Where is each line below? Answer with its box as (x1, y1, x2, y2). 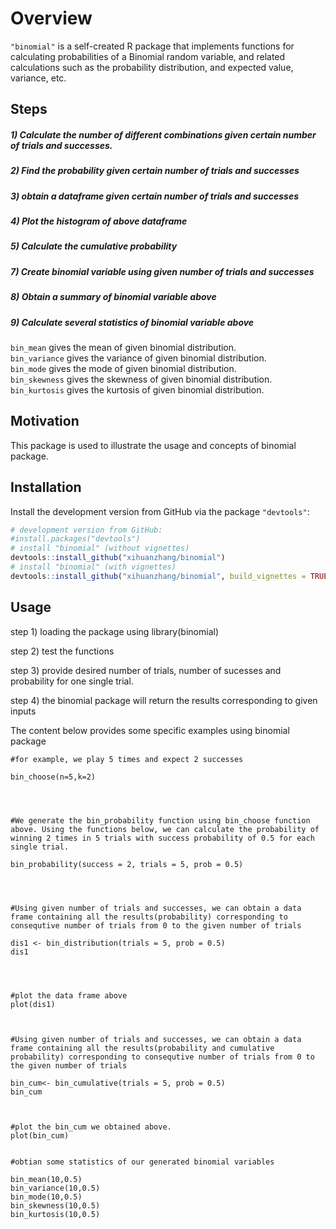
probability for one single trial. (10, 675, 134, 687)
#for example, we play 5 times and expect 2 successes (10, 754, 244, 764)
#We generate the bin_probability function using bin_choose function (10, 815, 311, 826)
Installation (10, 479, 82, 496)
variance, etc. (10, 72, 67, 84)
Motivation (10, 413, 80, 430)
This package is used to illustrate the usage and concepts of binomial (10, 439, 297, 451)
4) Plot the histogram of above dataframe (10, 215, 188, 227)
